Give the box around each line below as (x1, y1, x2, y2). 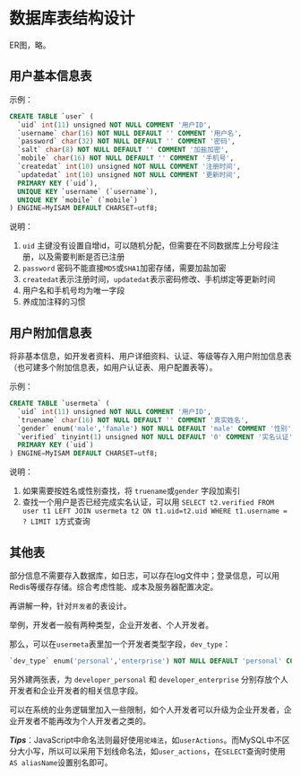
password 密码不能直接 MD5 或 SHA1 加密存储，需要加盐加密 (21, 262, 227, 274)
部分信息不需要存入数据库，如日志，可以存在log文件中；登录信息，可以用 (9, 570, 280, 580)
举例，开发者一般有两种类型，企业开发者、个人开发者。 (9, 620, 213, 630)
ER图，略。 (9, 40, 51, 50)
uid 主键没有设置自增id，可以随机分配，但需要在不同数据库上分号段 (21, 240, 271, 251)
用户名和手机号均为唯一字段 (21, 285, 125, 296)
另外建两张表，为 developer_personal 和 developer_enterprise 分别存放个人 (9, 674, 288, 684)
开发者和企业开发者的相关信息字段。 (9, 684, 143, 696)
